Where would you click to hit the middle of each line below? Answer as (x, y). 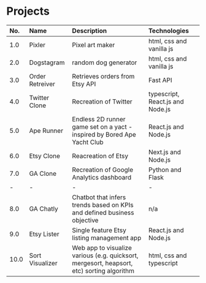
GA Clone (43, 173)
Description (90, 31)
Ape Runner (46, 130)
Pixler (37, 45)
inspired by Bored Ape (104, 134)
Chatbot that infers (99, 197)
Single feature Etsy (99, 230)
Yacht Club (88, 142)
